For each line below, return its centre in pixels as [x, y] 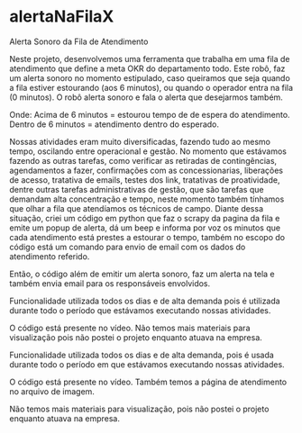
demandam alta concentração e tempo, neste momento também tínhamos [147, 199]
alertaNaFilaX [62, 17]
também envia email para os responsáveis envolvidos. [110, 283]
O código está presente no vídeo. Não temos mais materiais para [130, 328]
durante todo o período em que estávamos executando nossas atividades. [147, 364]
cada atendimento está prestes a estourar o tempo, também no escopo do [147, 237]
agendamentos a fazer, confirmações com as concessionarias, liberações [146, 170]
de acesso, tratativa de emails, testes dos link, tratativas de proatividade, [145, 180]
